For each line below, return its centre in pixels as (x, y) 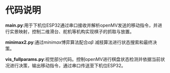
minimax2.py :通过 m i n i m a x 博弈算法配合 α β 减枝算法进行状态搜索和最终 (79, 42)
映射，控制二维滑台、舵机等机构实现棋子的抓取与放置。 (76, 31)
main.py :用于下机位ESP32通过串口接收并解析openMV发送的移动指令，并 (82, 25)
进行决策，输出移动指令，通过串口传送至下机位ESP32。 (67, 65)
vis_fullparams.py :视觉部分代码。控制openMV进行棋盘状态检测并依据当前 (83, 59)
